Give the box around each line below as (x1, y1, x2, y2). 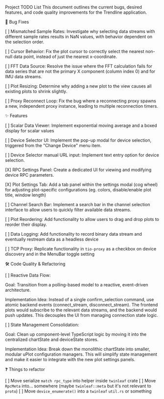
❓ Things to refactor (5, 367, 45, 372)
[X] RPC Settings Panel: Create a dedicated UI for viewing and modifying (5, 167, 152, 173)
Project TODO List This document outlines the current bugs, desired (5, 4, 142, 10)
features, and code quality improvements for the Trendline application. (5, 9, 147, 15)
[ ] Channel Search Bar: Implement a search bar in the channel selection (5, 202, 150, 207)
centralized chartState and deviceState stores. (5, 337, 99, 342)
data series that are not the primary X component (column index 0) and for (5, 68, 156, 74)
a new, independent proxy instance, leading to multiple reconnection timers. (5, 103, 158, 109)
